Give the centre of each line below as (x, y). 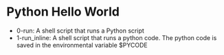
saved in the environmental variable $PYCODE (82, 45)
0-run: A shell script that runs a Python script (80, 31)
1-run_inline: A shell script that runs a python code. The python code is (116, 37)
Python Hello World (63, 12)
